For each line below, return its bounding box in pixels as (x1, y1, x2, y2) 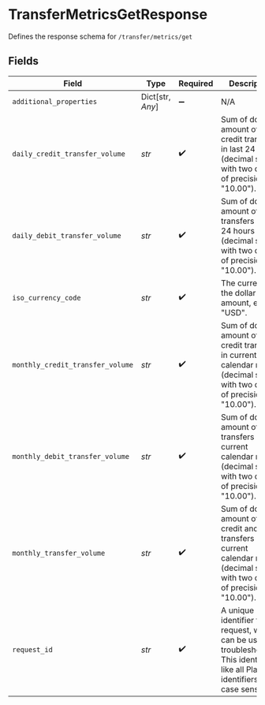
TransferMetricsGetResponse (8, 6, 207, 24)
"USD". (220, 307, 248, 318)
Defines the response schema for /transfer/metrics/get (8, 32, 193, 41)
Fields (8, 54, 39, 68)
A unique (220, 605, 255, 616)
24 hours (220, 225, 255, 236)
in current (220, 349, 257, 360)
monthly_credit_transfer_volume (12, 360, 134, 369)
